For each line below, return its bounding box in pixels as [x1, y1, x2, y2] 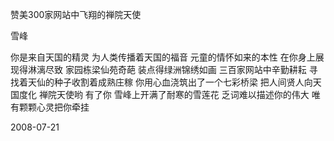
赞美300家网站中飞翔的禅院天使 [10, 9, 142, 20]
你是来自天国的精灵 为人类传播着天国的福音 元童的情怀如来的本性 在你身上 [10, 51, 316, 63]
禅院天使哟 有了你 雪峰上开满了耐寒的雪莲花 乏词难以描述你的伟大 [38, 89, 310, 100]
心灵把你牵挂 [36, 101, 90, 113]
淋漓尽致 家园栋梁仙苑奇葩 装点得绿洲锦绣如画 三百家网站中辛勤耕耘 [27, 64, 307, 75]
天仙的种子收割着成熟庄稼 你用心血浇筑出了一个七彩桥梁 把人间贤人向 [27, 76, 313, 88]
